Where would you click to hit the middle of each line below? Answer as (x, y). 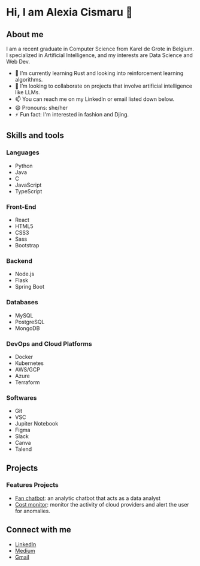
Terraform (27, 382)
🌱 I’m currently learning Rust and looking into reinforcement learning (99, 73)
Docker (24, 357)
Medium (25, 550)
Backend (19, 260)
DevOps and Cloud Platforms (49, 343)
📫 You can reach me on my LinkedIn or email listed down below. (95, 99)
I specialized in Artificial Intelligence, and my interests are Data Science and (100, 55)
